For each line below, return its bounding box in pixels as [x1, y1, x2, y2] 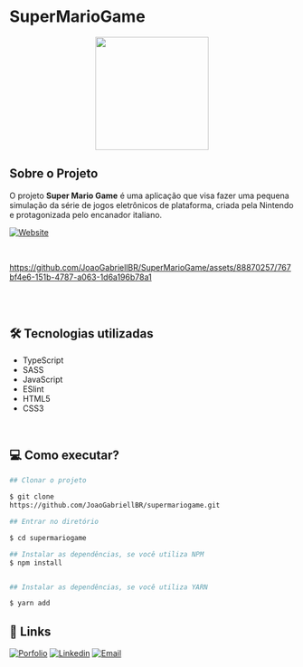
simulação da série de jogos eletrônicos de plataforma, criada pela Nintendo [9, 199, 294, 210]
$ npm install [9, 558, 63, 567]
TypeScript [22, 355, 64, 366]
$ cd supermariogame [9, 533, 88, 542]
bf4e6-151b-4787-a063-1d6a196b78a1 [9, 272, 152, 282]
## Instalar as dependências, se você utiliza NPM [9, 549, 204, 558]
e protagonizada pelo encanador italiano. [9, 209, 163, 220]
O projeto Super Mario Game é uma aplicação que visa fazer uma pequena [9, 190, 289, 201]
